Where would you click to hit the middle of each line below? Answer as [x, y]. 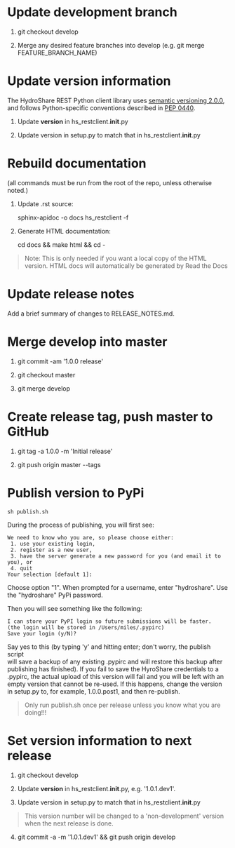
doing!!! [35, 712]
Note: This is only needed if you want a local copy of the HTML [115, 258]
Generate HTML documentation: [64, 231]
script [16, 654]
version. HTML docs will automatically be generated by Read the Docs [126, 265]
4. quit [21, 568]
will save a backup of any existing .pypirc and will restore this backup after [115, 661]
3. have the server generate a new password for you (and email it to [115, 556]
